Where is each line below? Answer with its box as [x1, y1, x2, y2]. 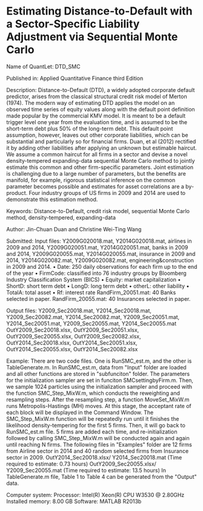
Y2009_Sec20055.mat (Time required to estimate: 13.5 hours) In [6, 466, 167, 473]
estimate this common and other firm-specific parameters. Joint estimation [6, 163, 194, 171]
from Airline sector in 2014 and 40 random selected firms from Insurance [6, 447, 189, 455]
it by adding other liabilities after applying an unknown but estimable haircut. [6, 144, 197, 151]
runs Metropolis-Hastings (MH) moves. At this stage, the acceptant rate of [6, 402, 192, 409]
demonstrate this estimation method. [6, 196, 98, 203]
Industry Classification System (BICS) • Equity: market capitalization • [6, 275, 181, 283]
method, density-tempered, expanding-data [6, 214, 116, 221]
